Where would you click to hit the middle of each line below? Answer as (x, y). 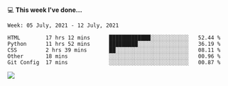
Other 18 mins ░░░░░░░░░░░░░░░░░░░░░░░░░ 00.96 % (114, 56)
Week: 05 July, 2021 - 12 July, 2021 (63, 25)
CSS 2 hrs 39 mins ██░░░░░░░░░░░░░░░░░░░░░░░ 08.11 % (114, 50)
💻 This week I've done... (45, 10)
